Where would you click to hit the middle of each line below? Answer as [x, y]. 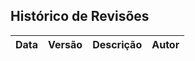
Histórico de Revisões [80, 16]
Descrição [117, 44]
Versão [65, 44]
